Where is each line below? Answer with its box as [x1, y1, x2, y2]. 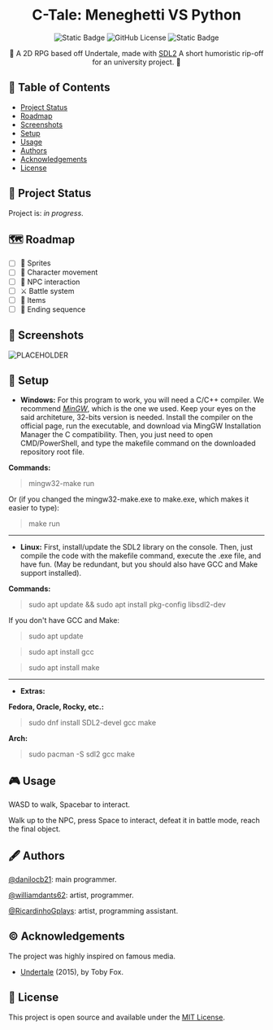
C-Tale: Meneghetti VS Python [32, 6, 241, 24]
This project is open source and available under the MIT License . [8, 1012, 226, 1022]
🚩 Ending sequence [19, 304, 86, 314]
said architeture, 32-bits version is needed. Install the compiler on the [19, 413, 253, 423]
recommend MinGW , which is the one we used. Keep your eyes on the [19, 404, 256, 414]
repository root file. [19, 447, 85, 457]
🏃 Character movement [19, 267, 98, 278]
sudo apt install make [28, 663, 100, 673]
